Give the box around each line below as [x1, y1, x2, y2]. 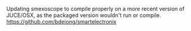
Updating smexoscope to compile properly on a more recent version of [6, 5, 185, 12]
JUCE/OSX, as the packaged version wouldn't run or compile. [6, 12, 162, 19]
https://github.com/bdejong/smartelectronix [6, 18, 117, 25]
